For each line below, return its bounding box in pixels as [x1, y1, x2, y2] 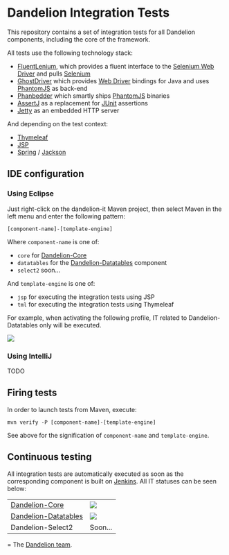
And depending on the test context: [7, 119, 109, 128]
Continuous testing [7, 451, 92, 463]
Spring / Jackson [17, 148, 66, 156]
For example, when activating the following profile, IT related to [7, 314, 187, 322]
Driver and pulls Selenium [17, 69, 91, 78]
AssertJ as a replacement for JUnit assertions [17, 99, 149, 107]
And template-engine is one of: [7, 279, 95, 287]
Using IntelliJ [7, 351, 53, 361]
